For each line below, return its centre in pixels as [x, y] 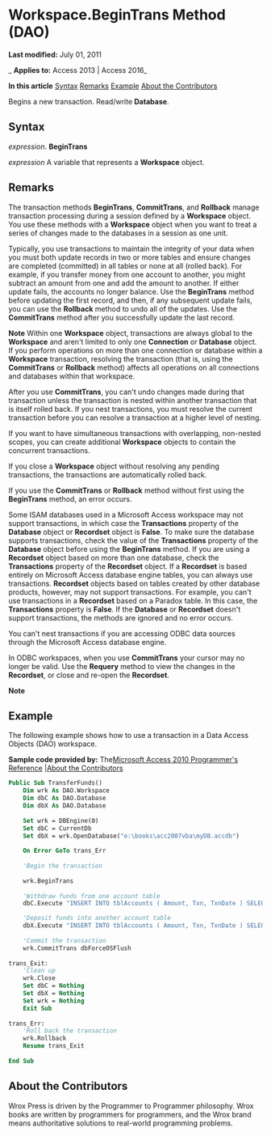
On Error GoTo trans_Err [65, 851]
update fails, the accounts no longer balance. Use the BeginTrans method [131, 291]
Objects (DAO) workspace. [53, 744]
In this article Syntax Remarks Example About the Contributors [113, 86]
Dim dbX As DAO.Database [65, 806]
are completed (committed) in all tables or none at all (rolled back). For [125, 265]
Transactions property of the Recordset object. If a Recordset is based [128, 566]
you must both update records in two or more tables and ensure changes [130, 257]
